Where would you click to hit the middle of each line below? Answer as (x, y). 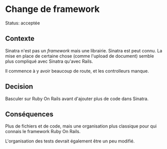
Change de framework (52, 9)
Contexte (20, 39)
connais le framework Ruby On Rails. (43, 132)
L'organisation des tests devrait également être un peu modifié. (70, 141)
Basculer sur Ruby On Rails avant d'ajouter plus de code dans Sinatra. (77, 99)
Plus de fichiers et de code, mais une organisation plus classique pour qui (81, 126)
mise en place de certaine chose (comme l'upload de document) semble (80, 56)
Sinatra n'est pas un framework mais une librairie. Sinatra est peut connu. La (84, 50)
